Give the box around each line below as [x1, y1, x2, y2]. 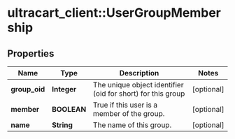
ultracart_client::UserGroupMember [7, 5, 222, 21]
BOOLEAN [51, 105, 87, 114]
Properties [7, 47, 55, 59]
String [51, 120, 73, 130]
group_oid [10, 85, 45, 94]
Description [119, 68, 159, 78]
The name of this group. [93, 120, 172, 130]
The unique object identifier [93, 80, 184, 89]
